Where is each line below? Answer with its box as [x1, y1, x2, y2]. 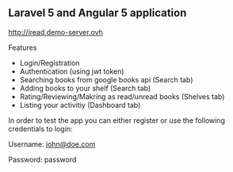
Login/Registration [19, 58, 81, 67]
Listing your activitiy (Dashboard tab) [19, 100, 141, 109]
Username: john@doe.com [8, 139, 96, 149]
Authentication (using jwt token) [19, 67, 124, 76]
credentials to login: [8, 124, 73, 133]
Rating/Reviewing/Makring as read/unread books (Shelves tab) [19, 91, 225, 101]
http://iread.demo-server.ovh [8, 27, 103, 36]
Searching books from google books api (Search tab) [19, 75, 193, 84]
